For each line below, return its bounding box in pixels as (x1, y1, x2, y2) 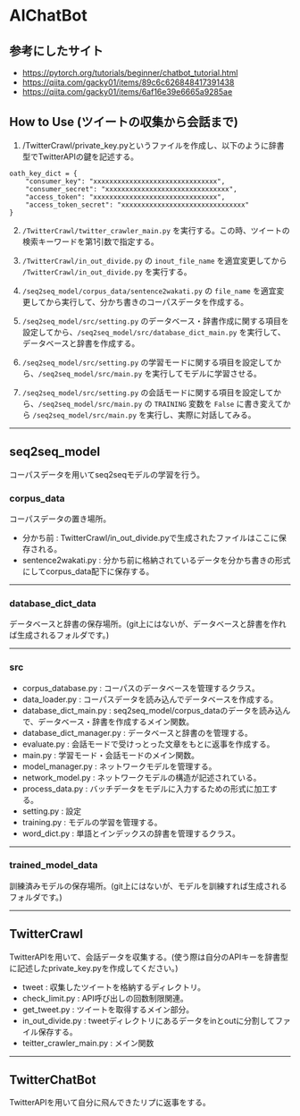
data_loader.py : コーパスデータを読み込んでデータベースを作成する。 (21, 694, 279, 705)
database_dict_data (9, 596, 96, 609)
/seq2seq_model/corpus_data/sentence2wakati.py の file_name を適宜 (21, 285, 277, 296)
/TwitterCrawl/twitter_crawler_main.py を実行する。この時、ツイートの (21, 224, 290, 235)
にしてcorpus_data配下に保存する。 (21, 565, 154, 577)
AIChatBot (9, 5, 87, 26)
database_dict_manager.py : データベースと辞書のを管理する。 (21, 727, 253, 738)
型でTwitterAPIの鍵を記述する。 (21, 151, 139, 162)
